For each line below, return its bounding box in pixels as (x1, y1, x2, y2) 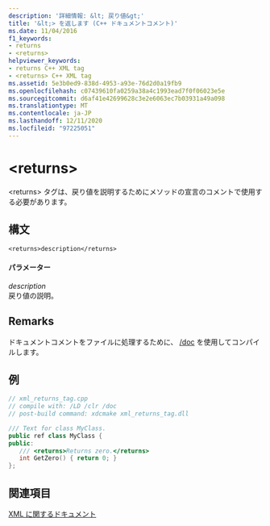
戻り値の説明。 (8, 290, 58, 300)
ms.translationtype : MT (8, 102, 89, 110)
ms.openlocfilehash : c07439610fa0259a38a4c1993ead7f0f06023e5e (8, 86, 226, 95)
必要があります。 (15, 197, 72, 207)
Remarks (8, 315, 55, 328)
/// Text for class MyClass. (8, 424, 106, 432)
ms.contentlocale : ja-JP (8, 110, 92, 118)
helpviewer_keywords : (8, 57, 81, 65)
